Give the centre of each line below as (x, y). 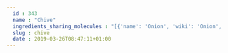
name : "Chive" (34, 20)
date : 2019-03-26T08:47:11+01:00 (62, 39)
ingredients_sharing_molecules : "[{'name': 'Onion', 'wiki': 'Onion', (117, 26)
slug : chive (31, 33)
